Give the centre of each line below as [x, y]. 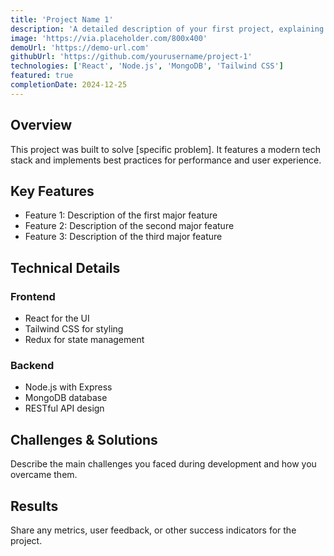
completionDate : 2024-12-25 [69, 85]
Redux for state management [84, 340]
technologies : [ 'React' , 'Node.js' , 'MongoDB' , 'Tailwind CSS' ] [147, 66]
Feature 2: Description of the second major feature [129, 226]
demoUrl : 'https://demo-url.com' [80, 47]
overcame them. [44, 475]
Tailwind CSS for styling [74, 329]
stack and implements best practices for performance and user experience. [166, 160]
